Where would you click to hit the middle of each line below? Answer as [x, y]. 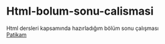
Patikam [16, 34]
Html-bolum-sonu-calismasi [80, 11]
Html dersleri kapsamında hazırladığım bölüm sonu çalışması [82, 28]
